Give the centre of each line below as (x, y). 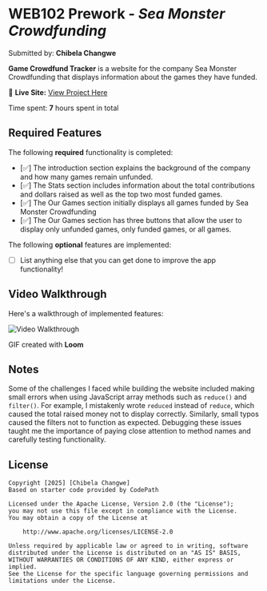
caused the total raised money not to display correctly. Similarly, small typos (134, 414)
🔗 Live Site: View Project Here (58, 92)
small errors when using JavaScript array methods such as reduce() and (128, 397)
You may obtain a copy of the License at (78, 518)
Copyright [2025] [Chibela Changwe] (69, 483)
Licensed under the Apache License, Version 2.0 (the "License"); (121, 504)
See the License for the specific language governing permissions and (128, 574)
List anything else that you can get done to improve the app (118, 260)
